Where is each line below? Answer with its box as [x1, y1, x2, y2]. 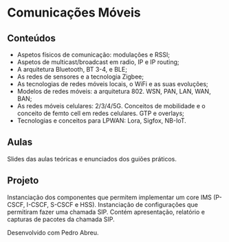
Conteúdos [7, 32, 56, 44]
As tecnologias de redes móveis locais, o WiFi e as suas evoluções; [17, 80, 208, 88]
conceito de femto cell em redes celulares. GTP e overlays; [17, 109, 184, 117]
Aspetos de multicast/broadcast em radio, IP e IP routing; [17, 58, 179, 66]
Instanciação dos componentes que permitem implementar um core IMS [7, 193, 212, 201]
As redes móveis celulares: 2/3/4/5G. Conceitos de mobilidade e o [17, 102, 206, 110]
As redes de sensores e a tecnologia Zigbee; [17, 72, 144, 81]
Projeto [7, 174, 39, 187]
